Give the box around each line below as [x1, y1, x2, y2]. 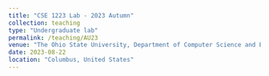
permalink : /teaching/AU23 [8, 33, 98, 42]
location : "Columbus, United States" [8, 56, 134, 64]
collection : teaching [8, 19, 81, 27]
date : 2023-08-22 [8, 48, 66, 56]
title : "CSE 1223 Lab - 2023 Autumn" [8, 11, 134, 20]
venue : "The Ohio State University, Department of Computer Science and [8, 41, 256, 49]
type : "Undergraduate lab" [8, 26, 98, 34]
